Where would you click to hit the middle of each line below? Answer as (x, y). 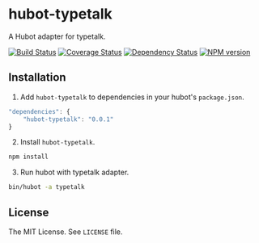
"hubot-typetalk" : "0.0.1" (68, 119)
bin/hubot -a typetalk (47, 187)
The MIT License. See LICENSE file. (66, 232)
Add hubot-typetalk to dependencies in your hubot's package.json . (132, 97)
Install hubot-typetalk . (57, 142)
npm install (28, 157)
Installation (37, 78)
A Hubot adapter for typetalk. (57, 36)
